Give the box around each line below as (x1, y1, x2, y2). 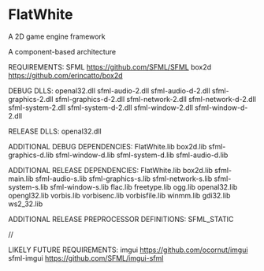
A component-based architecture (8, 47, 117, 56)
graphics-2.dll (8, 94, 54, 104)
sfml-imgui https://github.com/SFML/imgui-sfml (8, 253, 164, 262)
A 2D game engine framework (8, 32, 106, 41)
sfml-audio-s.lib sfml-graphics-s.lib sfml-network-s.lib (35, 174, 213, 183)
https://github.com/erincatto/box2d (8, 70, 124, 80)
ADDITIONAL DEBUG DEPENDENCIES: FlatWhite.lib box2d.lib (8, 141, 207, 151)
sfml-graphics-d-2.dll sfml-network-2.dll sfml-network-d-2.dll (54, 94, 256, 104)
